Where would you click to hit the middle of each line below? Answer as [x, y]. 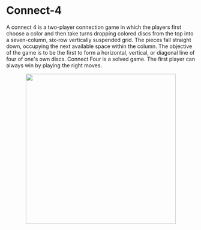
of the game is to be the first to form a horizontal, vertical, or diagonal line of [100, 52]
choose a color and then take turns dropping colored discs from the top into [100, 33]
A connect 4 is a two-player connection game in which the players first [94, 27]
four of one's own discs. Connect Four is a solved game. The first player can [101, 59]
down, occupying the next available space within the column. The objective [99, 46]
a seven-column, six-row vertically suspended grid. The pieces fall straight [99, 40]
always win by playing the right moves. [54, 65]
